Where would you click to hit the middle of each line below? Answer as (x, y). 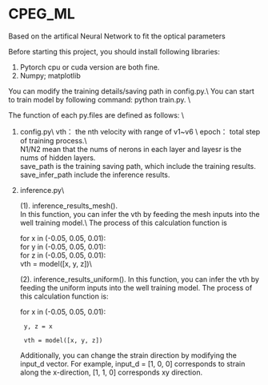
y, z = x (38, 326)
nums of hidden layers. (58, 158)
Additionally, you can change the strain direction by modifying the (128, 355)
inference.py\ (42, 190)
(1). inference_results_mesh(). (69, 206)
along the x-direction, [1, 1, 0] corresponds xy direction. (111, 372)
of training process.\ (53, 140)
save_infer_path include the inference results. (95, 174)
